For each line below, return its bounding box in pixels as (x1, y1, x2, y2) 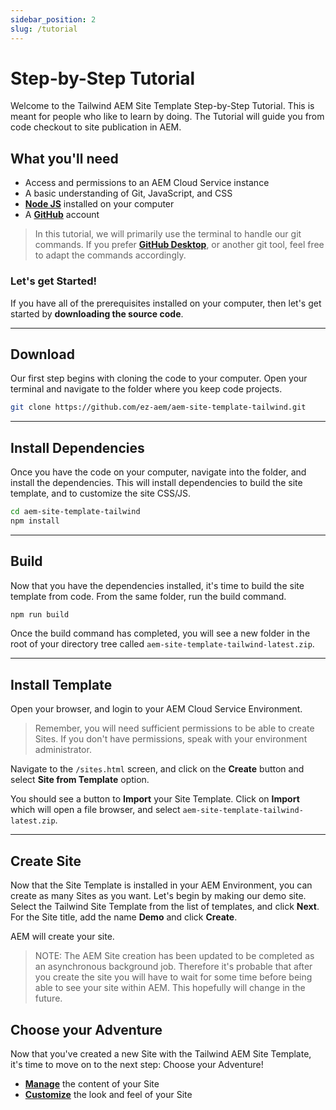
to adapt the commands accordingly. (34, 249, 187, 261)
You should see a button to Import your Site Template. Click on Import (10, 793, 300, 805)
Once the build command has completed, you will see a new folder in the (10, 627, 311, 640)
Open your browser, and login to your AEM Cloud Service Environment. (10, 703, 303, 715)
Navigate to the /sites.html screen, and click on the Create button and (10, 763, 305, 775)
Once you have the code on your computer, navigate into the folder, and (10, 466, 307, 478)
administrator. (34, 744, 92, 756)
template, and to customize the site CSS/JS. (10, 487, 192, 500)
